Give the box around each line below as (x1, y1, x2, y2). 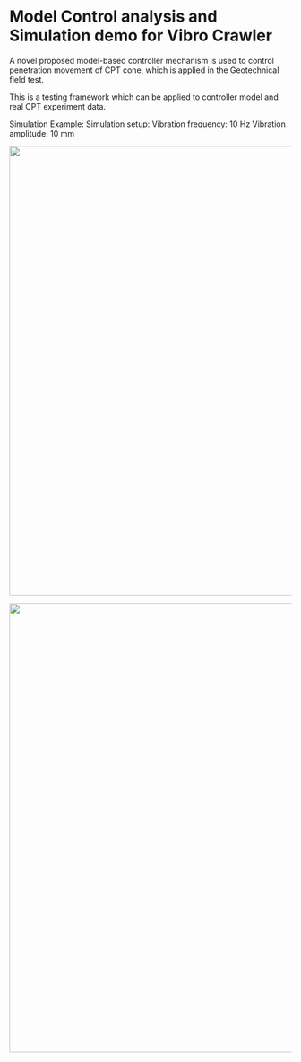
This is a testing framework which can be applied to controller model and (9, 92, 279, 102)
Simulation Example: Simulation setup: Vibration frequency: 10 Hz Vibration (9, 119, 287, 129)
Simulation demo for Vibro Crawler (9, 25, 273, 46)
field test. (9, 74, 45, 84)
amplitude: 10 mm (9, 128, 75, 138)
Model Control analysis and (9, 6, 218, 27)
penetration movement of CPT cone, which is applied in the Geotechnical (9, 65, 279, 75)
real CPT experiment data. (9, 101, 106, 111)
